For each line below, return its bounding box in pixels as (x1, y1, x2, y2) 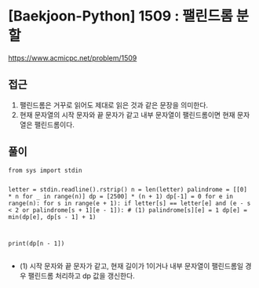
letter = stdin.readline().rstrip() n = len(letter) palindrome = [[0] (8, 186, 247, 194)
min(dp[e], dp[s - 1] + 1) (8, 213, 97, 221)
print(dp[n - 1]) (8, 240, 65, 248)
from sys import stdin (8, 166, 82, 174)
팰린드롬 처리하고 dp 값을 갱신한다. (27, 272, 135, 281)
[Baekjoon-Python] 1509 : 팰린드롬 (8, 7, 233, 25)
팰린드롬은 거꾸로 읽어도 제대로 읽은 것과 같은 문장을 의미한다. (19, 100, 209, 110)
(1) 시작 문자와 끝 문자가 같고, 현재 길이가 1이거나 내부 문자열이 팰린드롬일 (19, 261, 244, 271)
